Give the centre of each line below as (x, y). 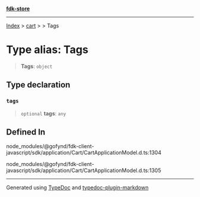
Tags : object (36, 66)
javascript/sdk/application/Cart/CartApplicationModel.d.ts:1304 (84, 153)
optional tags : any (43, 113)
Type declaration (38, 85)
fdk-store (18, 9)
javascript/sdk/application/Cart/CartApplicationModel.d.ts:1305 (84, 171)
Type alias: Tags (47, 50)
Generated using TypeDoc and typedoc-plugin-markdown (77, 187)
